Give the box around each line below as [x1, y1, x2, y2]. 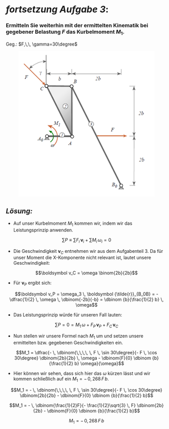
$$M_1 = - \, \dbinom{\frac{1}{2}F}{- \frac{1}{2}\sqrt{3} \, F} [9, 402, 136, 408]
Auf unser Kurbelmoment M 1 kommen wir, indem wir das [13, 220, 133, 227]
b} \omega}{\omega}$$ [74, 360, 124, 367]
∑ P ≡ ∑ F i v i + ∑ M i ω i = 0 [61, 237, 112, 244]
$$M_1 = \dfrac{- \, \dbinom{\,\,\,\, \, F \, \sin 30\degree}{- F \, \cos [16, 349, 157, 355]
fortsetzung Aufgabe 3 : [6, 4, 109, 15]
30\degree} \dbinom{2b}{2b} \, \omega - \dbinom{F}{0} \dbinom [14, 355, 152, 361]
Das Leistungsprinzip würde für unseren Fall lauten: [13, 312, 122, 318]
